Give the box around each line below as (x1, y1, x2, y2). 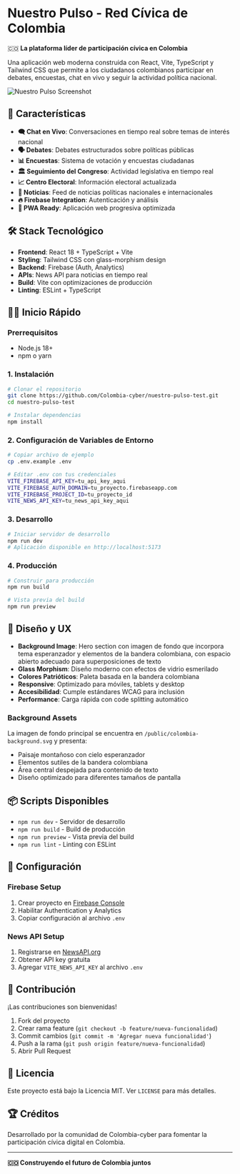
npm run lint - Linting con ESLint (17, 840, 116, 848)
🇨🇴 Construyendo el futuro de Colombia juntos (7, 1158, 151, 1167)
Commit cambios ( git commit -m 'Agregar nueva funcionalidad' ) (17, 1031, 212, 1040)
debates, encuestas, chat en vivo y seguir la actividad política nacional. (7, 73, 217, 81)
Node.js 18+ (17, 344, 54, 353)
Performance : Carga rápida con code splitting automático (17, 695, 189, 703)
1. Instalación (7, 369, 54, 379)
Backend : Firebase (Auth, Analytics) (17, 263, 125, 271)
